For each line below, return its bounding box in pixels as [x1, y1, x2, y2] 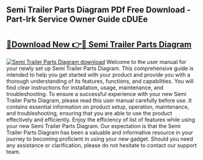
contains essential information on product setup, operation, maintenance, [6, 103, 190, 110]
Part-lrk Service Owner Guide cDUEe [6, 14, 148, 25]
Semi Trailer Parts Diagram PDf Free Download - [6, 5, 191, 15]
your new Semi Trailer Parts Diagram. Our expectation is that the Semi [6, 123, 181, 129]
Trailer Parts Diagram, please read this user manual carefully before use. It [6, 97, 192, 104]
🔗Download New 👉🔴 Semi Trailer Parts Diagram [6, 39, 192, 50]
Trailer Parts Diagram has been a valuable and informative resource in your [6, 129, 193, 136]
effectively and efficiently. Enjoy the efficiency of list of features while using [6, 116, 196, 123]
